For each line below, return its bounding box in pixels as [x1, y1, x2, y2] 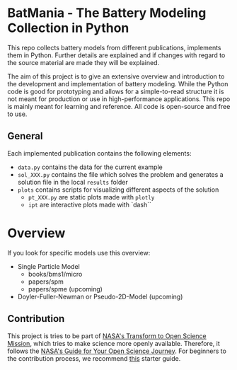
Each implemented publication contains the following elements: [7, 149, 192, 157]
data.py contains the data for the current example [17, 163, 163, 171]
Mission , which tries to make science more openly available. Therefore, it [7, 339, 221, 347]
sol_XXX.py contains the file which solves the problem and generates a [17, 170, 224, 178]
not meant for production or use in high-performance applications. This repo [7, 94, 231, 103]
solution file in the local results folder [17, 178, 129, 186]
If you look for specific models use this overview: [7, 248, 151, 257]
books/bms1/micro [28, 270, 83, 278]
